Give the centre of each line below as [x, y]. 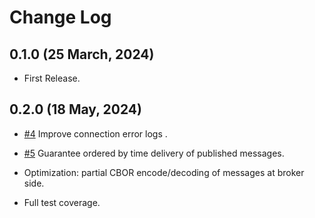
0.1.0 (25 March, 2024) [82, 54]
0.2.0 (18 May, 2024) [75, 109]
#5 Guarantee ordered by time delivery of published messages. [154, 153]
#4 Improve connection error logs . [95, 133]
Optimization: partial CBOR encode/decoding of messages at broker [164, 172]
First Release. [52, 78]
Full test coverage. [62, 202]
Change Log [60, 17]
